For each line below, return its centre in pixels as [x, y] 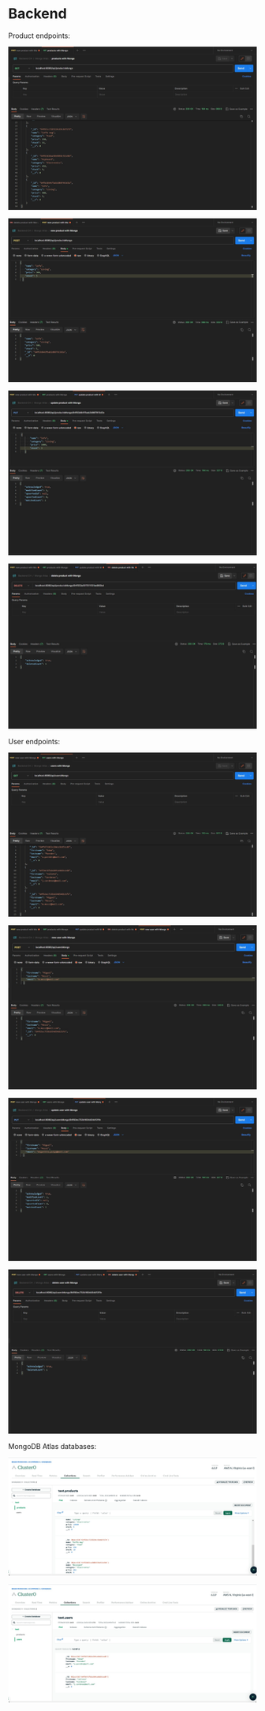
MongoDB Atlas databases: [52, 1446]
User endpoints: [34, 741]
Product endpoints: [39, 36]
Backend [37, 14]
